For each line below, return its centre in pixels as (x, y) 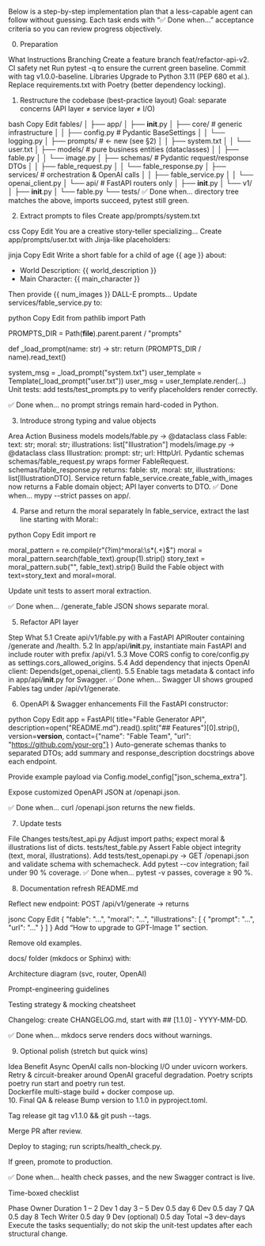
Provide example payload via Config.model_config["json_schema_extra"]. (128, 777)
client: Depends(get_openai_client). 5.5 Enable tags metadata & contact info (131, 671)
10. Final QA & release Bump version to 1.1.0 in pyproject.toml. (108, 1100)
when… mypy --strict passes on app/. (70, 496)
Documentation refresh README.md (79, 888)
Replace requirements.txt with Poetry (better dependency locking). (117, 85)
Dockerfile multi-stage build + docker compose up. (91, 1092)
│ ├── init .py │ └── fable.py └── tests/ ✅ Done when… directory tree (124, 191)
